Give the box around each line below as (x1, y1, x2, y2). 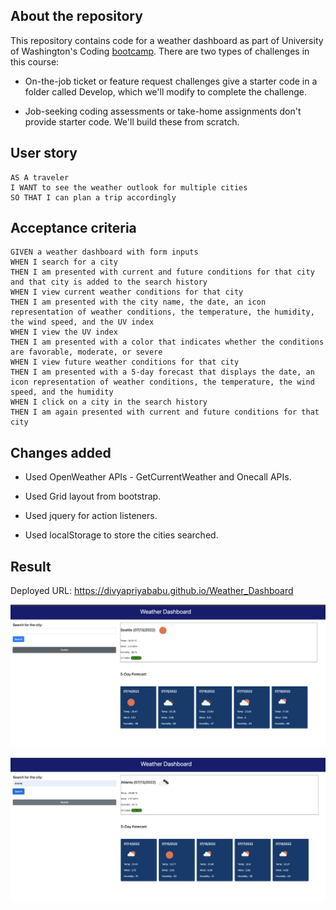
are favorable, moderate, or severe (10, 347, 163, 358)
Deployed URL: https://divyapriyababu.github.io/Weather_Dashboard (10, 585, 294, 597)
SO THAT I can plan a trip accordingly (10, 192, 177, 203)
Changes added (10, 444, 112, 461)
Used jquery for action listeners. (24, 510, 158, 522)
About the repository (10, 8, 143, 25)
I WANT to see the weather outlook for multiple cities (10, 182, 248, 193)
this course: (10, 55, 60, 68)
